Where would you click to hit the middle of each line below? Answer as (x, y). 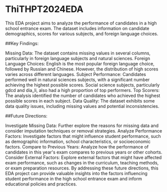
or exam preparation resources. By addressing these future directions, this (82, 168)
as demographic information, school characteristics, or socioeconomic (78, 141)
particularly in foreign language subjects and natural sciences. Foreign (78, 58)
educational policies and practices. (41, 184)
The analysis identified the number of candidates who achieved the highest (83, 95)
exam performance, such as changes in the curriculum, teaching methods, (82, 162)
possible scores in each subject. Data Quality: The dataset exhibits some (80, 100)
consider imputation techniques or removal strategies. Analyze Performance (84, 130)
